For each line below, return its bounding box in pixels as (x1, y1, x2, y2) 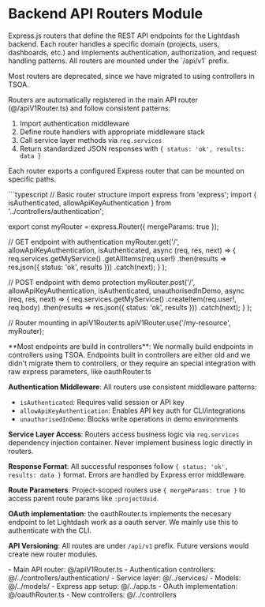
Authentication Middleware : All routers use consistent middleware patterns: (8, 382, 257, 392)
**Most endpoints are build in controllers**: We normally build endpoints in (8, 341, 254, 351)
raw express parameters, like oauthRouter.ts (8, 366, 151, 376)
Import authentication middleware (19, 118, 130, 128)
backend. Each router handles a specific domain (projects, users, (8, 39, 220, 48)
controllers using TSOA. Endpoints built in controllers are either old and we (8, 350, 251, 359)
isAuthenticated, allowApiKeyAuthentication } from (8, 198, 172, 208)
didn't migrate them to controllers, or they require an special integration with (8, 358, 256, 368)
